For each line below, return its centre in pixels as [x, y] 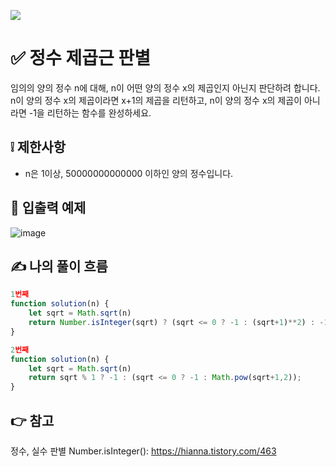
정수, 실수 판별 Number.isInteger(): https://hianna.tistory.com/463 [143, 451]
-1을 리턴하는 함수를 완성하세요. [90, 112]
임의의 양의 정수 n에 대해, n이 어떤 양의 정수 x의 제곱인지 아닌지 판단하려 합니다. [165, 87]
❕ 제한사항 [38, 147]
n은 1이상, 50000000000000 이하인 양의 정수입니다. [129, 173]
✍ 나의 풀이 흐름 [59, 266]
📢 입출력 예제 [48, 208]
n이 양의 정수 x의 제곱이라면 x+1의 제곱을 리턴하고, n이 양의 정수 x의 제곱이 [156, 100]
